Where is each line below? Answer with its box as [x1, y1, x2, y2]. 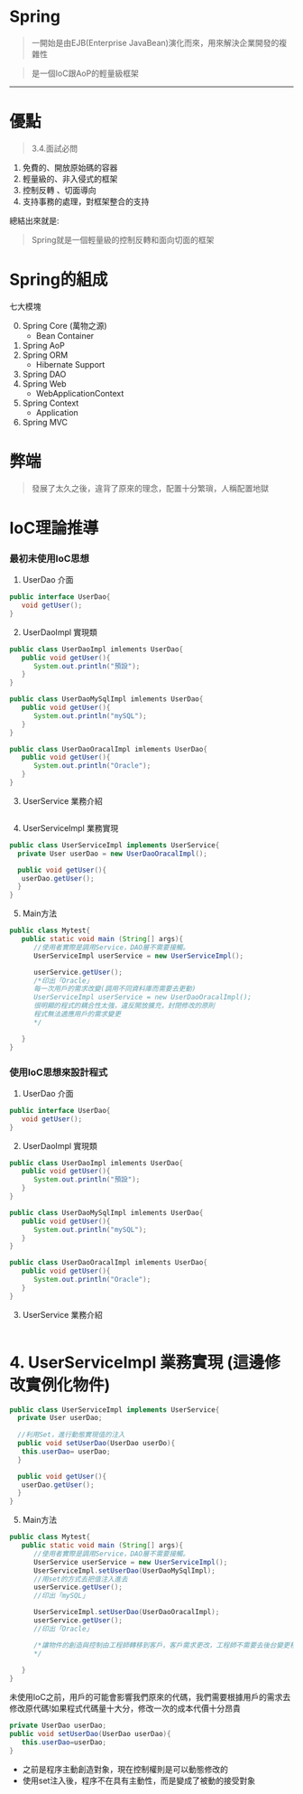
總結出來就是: [9, 215, 60, 226]
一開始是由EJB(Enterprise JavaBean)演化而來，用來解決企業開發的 [31, 37, 280, 48]
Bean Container [35, 330, 95, 341]
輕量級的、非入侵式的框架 [22, 173, 118, 184]
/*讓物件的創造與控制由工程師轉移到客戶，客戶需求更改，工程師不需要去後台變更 [32, 1640, 290, 1649]
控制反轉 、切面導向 [22, 184, 96, 195]
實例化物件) [25, 1375, 111, 1395]
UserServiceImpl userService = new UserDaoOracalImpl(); [32, 993, 252, 1002]
